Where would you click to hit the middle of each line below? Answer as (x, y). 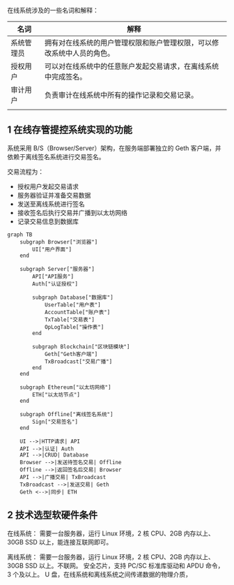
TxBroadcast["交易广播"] (78, 362)
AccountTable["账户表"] (77, 312)
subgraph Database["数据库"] (73, 297)
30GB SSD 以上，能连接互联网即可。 (60, 542)
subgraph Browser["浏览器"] (59, 242)
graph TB (20, 235)
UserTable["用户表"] (72, 305)
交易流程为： (25, 171)
